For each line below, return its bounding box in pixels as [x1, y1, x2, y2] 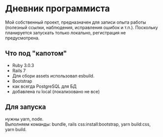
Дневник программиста [5, 3, 110, 14]
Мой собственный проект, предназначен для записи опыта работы [5, 19, 146, 25]
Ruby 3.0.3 [12, 62, 34, 68]
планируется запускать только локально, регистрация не [5, 30, 126, 35]
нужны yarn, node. [5, 116, 44, 122]
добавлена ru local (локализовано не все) [12, 88, 100, 94]
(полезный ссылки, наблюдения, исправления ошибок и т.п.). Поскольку [5, 24, 158, 30]
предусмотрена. [5, 35, 40, 41]
